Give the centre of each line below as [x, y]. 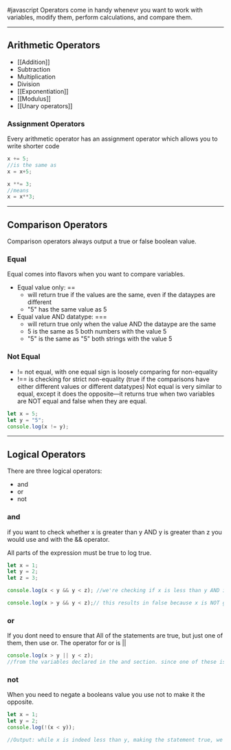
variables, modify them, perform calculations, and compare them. [100, 17]
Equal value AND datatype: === [62, 317]
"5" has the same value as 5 [67, 310]
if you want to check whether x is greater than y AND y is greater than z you [114, 532]
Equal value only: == [46, 287]
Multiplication [36, 77]
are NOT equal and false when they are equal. [82, 401]
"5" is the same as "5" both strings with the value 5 [100, 339]
